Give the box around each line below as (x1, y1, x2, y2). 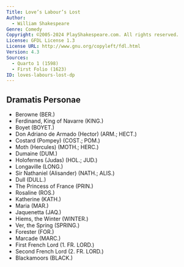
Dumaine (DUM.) (15, 150, 58, 157)
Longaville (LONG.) (15, 163, 64, 171)
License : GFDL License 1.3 (6, 37, 75, 44)
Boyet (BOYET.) (15, 124, 55, 131)
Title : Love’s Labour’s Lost (6, 9, 81, 15)
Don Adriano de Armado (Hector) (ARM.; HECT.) (15, 130, 138, 138)
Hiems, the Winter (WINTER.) (15, 215, 89, 223)
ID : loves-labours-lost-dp (6, 72, 75, 78)
